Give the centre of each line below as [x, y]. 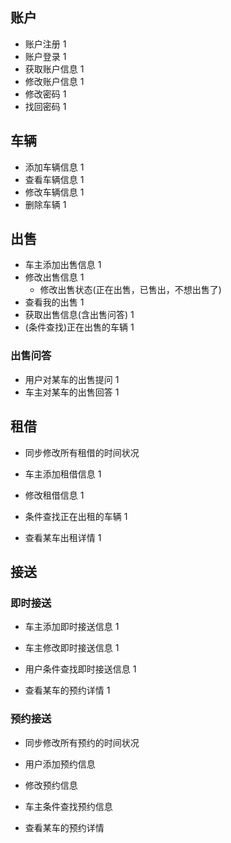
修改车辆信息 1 [54, 192]
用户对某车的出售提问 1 [72, 379]
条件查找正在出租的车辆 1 [76, 516]
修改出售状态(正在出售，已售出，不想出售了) [130, 290]
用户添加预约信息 [60, 764]
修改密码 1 [45, 94]
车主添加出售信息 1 [63, 265]
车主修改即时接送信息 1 [72, 648]
